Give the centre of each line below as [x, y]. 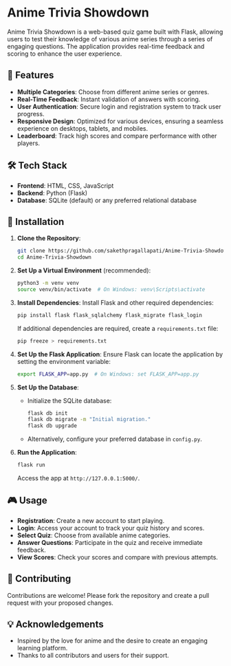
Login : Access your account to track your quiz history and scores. [111, 528]
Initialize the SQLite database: [69, 400]
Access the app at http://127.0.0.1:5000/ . [78, 478]
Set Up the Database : [48, 387]
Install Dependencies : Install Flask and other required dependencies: [115, 302]
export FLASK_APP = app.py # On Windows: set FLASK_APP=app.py [108, 374]
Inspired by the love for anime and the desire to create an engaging [112, 641]
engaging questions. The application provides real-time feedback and [106, 46]
